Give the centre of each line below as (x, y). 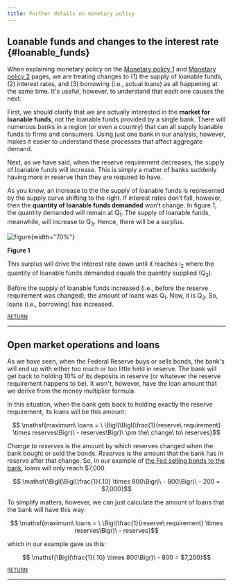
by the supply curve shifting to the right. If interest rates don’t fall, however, (114, 198)
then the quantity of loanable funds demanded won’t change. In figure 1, (112, 205)
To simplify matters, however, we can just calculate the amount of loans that (116, 502)
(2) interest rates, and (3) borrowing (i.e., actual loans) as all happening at (113, 84)
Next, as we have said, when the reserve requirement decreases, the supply (116, 162)
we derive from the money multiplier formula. (72, 391)
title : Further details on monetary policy (71, 14)
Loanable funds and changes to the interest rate (113, 42)
